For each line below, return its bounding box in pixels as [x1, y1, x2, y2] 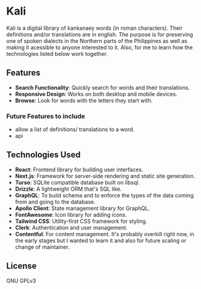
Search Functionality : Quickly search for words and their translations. [15, 84, 190, 91]
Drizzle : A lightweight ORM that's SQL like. [15, 185, 122, 192]
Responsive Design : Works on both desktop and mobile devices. [15, 90, 177, 98]
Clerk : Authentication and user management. [15, 223, 128, 231]
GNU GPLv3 [6, 277, 36, 284]
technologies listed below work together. [6, 50, 108, 57]
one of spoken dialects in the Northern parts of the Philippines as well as [6, 37, 188, 44]
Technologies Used [6, 150, 81, 160]
